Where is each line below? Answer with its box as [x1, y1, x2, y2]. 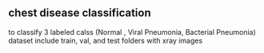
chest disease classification [8, 6, 151, 20]
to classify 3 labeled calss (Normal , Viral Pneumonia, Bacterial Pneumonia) [8, 27, 256, 36]
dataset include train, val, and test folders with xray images [8, 36, 203, 45]
